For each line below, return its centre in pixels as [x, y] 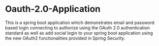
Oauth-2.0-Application [53, 9]
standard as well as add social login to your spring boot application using [79, 33]
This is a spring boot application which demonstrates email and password [80, 23]
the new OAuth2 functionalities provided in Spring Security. [65, 38]
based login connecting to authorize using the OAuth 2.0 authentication [78, 27]
